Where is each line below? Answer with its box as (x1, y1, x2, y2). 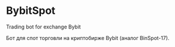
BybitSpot (6, 4, 56, 17)
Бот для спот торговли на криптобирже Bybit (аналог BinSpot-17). (6, 34, 170, 41)
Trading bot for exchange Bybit (6, 23, 81, 30)
